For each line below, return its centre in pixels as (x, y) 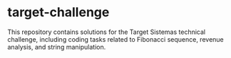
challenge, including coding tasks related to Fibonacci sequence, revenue (116, 39)
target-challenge (58, 12)
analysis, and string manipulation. (57, 47)
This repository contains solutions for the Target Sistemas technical (106, 32)
